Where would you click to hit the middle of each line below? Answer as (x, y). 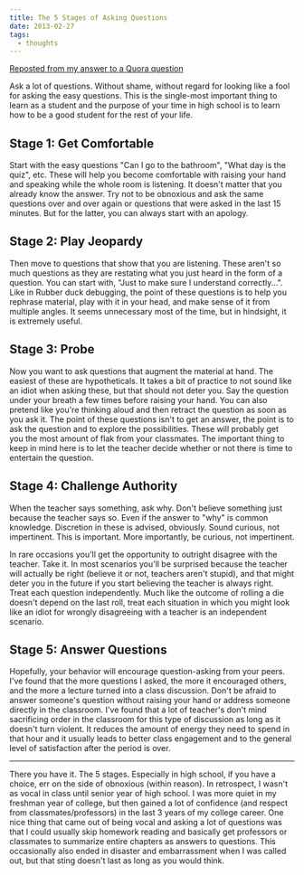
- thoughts (38, 43)
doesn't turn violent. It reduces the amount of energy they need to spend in (150, 729)
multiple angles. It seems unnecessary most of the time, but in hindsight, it (148, 311)
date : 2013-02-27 (42, 26)
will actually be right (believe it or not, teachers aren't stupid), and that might (152, 573)
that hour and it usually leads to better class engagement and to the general (151, 739)
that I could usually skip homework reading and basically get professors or (148, 832)
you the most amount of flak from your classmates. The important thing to (147, 438)
